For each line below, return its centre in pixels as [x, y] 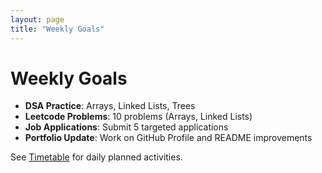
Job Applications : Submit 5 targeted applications [126, 127]
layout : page [37, 19]
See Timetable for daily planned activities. [96, 157]
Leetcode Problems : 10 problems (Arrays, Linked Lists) [138, 117]
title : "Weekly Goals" [57, 29]
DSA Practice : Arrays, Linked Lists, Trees [110, 106]
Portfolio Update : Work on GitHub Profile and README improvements [168, 138]
